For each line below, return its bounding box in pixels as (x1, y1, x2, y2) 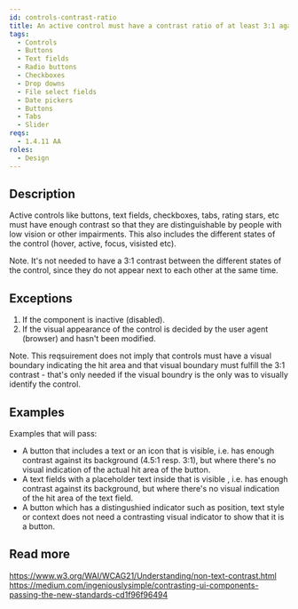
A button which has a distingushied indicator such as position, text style (21, 501, 286, 512)
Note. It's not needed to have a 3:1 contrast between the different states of (9, 255, 282, 267)
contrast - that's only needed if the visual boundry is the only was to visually (9, 370, 288, 381)
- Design (17, 153, 50, 163)
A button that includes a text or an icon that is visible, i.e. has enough (21, 445, 275, 456)
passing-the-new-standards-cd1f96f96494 (9, 589, 169, 600)
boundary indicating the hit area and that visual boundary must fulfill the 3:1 (9, 360, 286, 371)
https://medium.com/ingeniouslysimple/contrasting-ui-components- (9, 580, 259, 590)
